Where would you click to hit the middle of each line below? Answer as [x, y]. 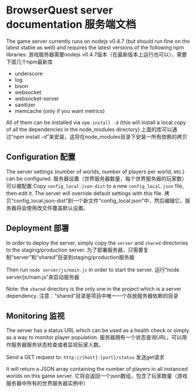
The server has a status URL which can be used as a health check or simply [98, 330]
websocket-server [37, 98]
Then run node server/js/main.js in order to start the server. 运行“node [93, 269]
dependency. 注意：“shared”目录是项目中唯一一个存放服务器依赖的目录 [92, 296]
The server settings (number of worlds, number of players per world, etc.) [95, 172]
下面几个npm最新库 [30, 62]
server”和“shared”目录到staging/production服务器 [74, 257]
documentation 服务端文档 [71, 25]
